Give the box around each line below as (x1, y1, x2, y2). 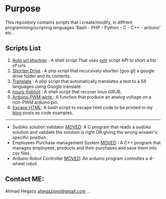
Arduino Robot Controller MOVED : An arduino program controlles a (12, 155, 148, 161)
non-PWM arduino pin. (12, 99, 59, 105)
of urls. (12, 62, 27, 68)
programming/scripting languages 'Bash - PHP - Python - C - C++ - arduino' (5, 24, 161, 30)
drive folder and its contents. (12, 73, 71, 79)
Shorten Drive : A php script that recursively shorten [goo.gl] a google (12, 68, 155, 74)
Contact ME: (5, 175, 44, 183)
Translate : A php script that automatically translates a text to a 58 (12, 78, 147, 84)
